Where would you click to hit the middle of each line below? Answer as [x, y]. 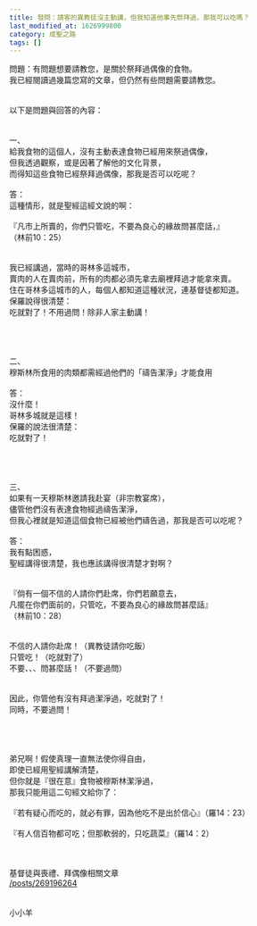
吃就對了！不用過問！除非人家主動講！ [79, 313]
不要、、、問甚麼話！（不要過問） [68, 668]
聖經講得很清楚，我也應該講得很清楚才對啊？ [91, 563]
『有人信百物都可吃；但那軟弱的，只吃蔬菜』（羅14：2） [112, 834]
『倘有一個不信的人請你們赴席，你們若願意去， [95, 594]
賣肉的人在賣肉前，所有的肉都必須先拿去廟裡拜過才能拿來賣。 [123, 279]
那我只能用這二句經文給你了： [64, 792]
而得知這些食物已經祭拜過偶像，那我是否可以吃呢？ [103, 174]
